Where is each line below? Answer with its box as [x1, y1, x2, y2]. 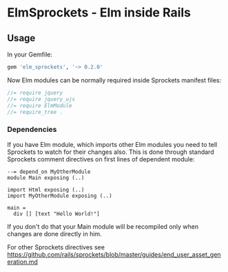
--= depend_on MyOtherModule [7, 168, 91, 175]
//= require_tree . [7, 109, 63, 115]
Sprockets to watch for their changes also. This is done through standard [7, 148, 215, 156]
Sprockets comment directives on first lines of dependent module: [7, 155, 195, 163]
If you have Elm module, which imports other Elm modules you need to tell [7, 140, 218, 148]
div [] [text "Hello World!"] [13, 210, 100, 217]
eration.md [7, 258, 38, 266]
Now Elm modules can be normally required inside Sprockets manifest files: [7, 76, 222, 84]
